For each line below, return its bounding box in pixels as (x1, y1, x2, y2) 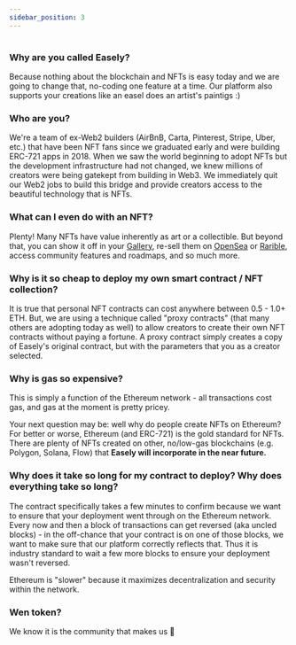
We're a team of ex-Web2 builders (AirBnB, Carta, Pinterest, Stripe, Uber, (9, 132, 276, 143)
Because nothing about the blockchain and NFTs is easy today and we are (9, 72, 280, 82)
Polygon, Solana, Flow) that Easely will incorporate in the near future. (9, 447, 267, 458)
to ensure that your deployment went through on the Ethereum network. (9, 510, 272, 521)
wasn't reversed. (9, 557, 71, 568)
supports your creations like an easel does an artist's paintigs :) (9, 90, 241, 101)
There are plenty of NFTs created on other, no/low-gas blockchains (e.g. (9, 438, 274, 448)
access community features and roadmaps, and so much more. (9, 250, 241, 260)
